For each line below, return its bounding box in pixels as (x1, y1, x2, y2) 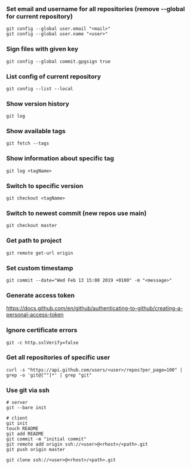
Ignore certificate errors (6, 326, 78, 335)
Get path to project (6, 237, 62, 245)
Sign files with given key (6, 45, 79, 53)
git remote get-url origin (6, 250, 73, 256)
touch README (6, 426, 39, 432)
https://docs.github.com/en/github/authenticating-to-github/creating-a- (6, 305, 183, 312)
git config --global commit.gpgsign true (6, 59, 111, 65)
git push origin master (6, 447, 66, 453)
